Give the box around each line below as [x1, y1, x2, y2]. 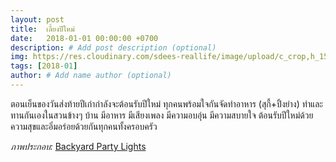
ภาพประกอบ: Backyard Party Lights [10, 140, 147, 152]
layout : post [10, 14, 65, 25]
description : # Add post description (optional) [10, 42, 217, 53]
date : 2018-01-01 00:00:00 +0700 [10, 33, 159, 43]
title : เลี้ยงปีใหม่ [10, 24, 75, 34]
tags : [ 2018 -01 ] [10, 61, 78, 71]
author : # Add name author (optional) [10, 71, 172, 81]
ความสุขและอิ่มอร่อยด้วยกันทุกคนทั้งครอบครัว [10, 120, 158, 132]
